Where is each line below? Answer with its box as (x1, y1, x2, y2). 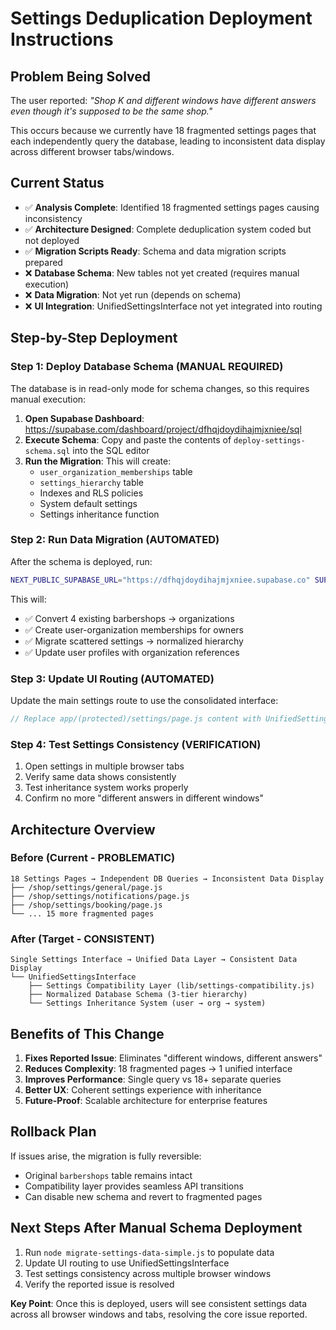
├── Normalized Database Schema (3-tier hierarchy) (28, 990, 248, 1000)
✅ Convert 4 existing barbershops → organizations (24, 612, 235, 624)
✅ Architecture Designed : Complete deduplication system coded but (24, 223, 312, 235)
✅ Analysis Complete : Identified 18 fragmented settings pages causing (24, 201, 320, 213)
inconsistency (24, 212, 83, 224)
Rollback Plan (10, 1123, 97, 1141)
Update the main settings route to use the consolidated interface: (10, 694, 279, 706)
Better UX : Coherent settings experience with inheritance (24, 1083, 262, 1096)
